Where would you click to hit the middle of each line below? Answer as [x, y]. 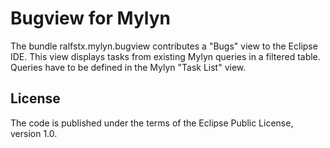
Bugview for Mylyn [90, 18]
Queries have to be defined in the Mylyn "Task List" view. [128, 67]
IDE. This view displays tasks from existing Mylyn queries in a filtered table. [165, 56]
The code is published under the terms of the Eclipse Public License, [152, 123]
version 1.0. [34, 133]
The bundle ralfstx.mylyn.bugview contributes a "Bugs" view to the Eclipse [164, 46]
